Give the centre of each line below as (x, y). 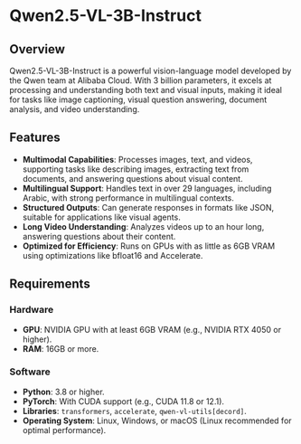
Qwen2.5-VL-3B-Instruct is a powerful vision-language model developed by (150, 71)
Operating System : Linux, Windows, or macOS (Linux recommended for (157, 420)
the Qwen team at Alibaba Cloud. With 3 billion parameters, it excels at (141, 80)
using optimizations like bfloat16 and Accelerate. (113, 255)
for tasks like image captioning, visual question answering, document (138, 99)
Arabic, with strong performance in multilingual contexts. (128, 198)
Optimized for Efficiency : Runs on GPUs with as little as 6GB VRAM (149, 246)
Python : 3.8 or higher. (64, 392)
